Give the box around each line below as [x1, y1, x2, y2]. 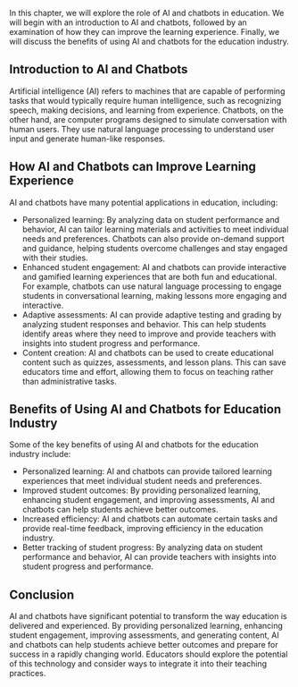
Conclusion [9, 587, 75, 602]
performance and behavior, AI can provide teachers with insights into [21, 552, 277, 563]
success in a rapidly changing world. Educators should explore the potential [9, 649, 288, 660]
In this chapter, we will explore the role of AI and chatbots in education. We [9, 8, 285, 18]
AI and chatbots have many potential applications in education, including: [9, 197, 278, 208]
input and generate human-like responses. [9, 133, 165, 144]
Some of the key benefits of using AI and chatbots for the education [9, 439, 259, 450]
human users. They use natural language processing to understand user [9, 123, 275, 134]
